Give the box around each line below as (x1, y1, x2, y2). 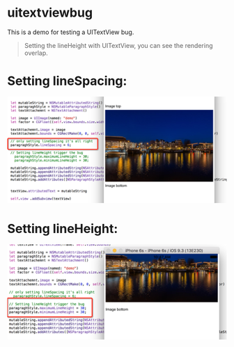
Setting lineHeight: (7, 221, 118, 237)
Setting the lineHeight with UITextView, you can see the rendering (24, 41, 214, 49)
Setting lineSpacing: (7, 73, 127, 89)
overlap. (24, 49, 49, 57)
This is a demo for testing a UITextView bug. (7, 28, 134, 36)
